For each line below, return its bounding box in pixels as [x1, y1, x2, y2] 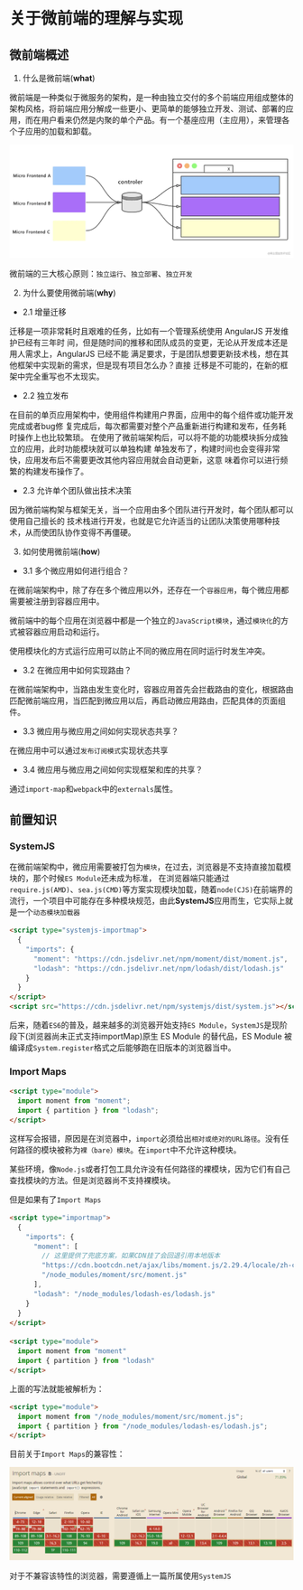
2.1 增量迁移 [22, 306, 67, 317]
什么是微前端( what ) [22, 73, 96, 83]
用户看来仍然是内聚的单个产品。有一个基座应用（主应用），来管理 [40, 115, 282, 125]
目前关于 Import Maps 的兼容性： [9, 1448, 125, 1460]
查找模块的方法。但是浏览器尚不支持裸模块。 [9, 1174, 176, 1185]
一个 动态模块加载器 [16, 907, 81, 917]
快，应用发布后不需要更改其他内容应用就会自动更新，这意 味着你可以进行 [9, 454, 280, 466]
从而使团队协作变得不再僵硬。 [24, 526, 136, 538]
